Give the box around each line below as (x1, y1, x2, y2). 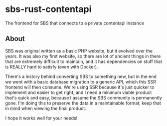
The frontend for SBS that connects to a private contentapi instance (5, 20, 145, 26)
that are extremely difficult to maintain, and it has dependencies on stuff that (5, 58, 163, 64)
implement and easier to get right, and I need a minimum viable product (5, 89, 152, 95)
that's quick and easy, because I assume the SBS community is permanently (5, 94, 162, 100)
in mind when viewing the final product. (5, 105, 86, 111)
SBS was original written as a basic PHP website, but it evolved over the (5, 47, 153, 53)
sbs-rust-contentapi (5, 3, 92, 15)
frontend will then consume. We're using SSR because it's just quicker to (5, 84, 155, 90)
